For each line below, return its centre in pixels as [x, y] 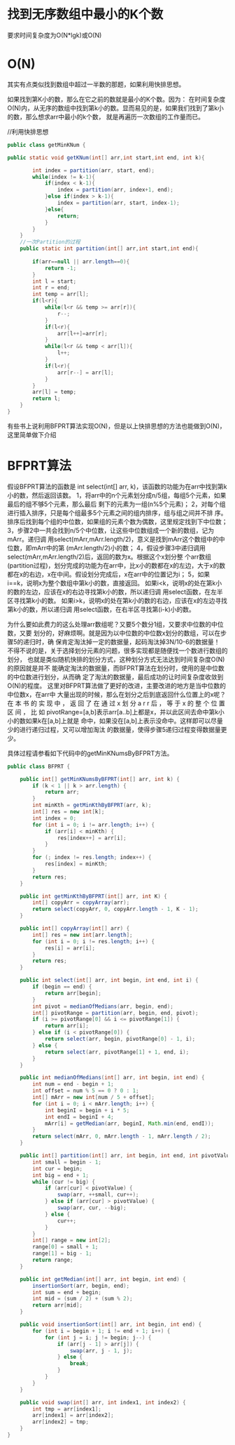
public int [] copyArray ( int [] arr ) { [75, 928]
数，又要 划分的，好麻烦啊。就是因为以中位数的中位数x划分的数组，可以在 [114, 633]
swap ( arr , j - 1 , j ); [101, 1351]
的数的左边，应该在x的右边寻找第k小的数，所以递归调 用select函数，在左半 [115, 592]
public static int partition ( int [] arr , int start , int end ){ [109, 249]
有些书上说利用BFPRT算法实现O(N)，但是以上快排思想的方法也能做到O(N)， [116, 426]
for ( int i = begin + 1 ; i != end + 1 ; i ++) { [101, 1331]
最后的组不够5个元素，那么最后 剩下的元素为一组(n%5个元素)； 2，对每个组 [116, 504]
